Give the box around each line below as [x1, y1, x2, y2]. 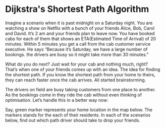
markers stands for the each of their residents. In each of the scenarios [5, 112, 151, 118]
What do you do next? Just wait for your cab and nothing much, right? [5, 61, 148, 67]
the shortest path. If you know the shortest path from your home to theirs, [5, 71, 156, 77]
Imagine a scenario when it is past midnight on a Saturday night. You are [5, 20, 153, 26]
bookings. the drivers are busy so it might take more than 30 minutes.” [5, 51, 149, 58]
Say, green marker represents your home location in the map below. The [5, 107, 153, 113]
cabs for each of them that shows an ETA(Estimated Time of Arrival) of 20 [5, 36, 156, 42]
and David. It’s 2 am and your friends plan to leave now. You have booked [5, 30, 155, 36]
